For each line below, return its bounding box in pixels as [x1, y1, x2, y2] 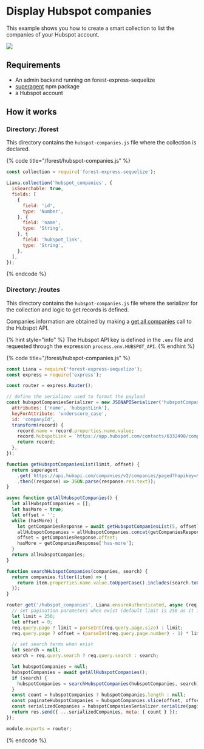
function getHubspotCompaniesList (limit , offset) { [6, 461, 140, 467]
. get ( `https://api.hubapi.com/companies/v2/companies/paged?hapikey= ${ [17, 472, 202, 479]
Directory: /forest [6, 125, 59, 133]
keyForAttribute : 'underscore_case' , [12, 410, 107, 417]
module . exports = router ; [6, 725, 72, 732]
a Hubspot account [15, 89, 64, 96]
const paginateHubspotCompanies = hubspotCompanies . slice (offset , [12, 698, 183, 704]
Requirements [6, 60, 61, 71]
